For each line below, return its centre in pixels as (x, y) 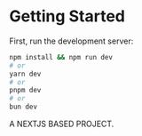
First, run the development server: (71, 41)
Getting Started (67, 16)
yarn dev (25, 74)
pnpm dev (25, 91)
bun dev (24, 107)
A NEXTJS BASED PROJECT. (62, 124)
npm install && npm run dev (61, 57)
